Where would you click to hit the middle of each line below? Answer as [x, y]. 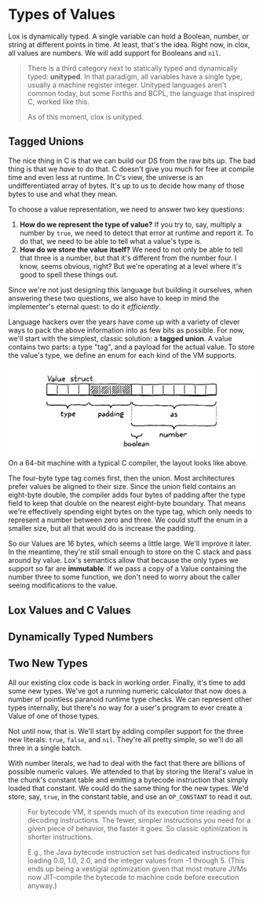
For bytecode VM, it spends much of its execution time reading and [136, 812]
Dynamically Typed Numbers [81, 637]
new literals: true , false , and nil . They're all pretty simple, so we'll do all [126, 739]
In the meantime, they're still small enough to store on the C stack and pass [130, 552]
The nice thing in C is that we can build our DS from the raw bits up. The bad [132, 160]
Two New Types [48, 663]
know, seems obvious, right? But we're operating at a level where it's [130, 266]
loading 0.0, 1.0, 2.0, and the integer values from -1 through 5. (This [136, 860]
